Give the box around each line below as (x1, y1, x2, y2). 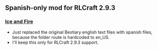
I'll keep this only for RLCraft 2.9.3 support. (12, 39, 99, 45)
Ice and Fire (5, 18, 33, 25)
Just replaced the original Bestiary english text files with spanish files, (12, 29, 153, 35)
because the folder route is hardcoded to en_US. (12, 34, 110, 40)
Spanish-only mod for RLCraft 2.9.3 (5, 4, 116, 12)
